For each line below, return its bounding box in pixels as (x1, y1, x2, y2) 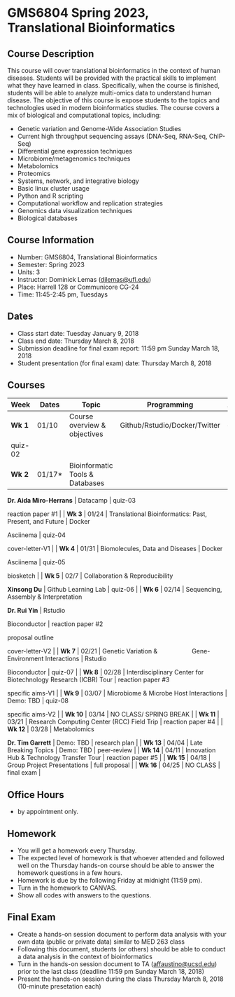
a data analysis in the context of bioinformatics (17, 952, 152, 961)
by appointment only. (17, 808, 79, 816)
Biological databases (17, 214, 78, 222)
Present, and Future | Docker (7, 517, 91, 526)
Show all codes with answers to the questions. (17, 891, 152, 900)
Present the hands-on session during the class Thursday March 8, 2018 (17, 975, 224, 983)
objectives (69, 429, 104, 439)
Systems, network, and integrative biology (17, 177, 140, 185)
